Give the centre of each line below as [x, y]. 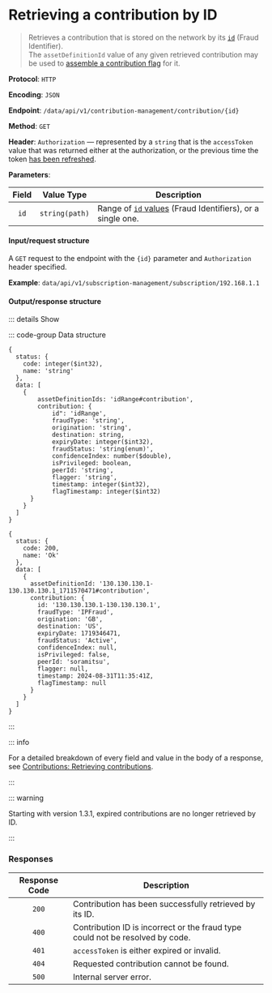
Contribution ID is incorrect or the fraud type [157, 927]
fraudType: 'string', [88, 421]
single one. [118, 218]
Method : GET [30, 126]
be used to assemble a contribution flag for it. [104, 63]
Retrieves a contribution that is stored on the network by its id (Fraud [143, 37]
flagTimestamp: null [72, 683]
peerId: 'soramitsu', [74, 662]
